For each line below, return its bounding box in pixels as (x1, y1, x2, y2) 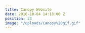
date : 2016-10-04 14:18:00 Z (5, 12, 65, 16)
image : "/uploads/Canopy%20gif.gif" (5, 20, 81, 26)
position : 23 (5, 16, 32, 21)
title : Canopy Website (5, 7, 52, 12)
